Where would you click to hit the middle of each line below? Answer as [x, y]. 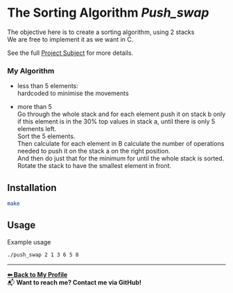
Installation [32, 188]
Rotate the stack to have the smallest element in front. [94, 166]
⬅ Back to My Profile [37, 274]
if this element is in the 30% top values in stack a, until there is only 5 [116, 122]
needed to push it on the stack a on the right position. [94, 151]
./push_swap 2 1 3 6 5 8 [43, 255]
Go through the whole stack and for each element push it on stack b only [121, 114]
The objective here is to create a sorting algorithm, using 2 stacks [101, 32]
